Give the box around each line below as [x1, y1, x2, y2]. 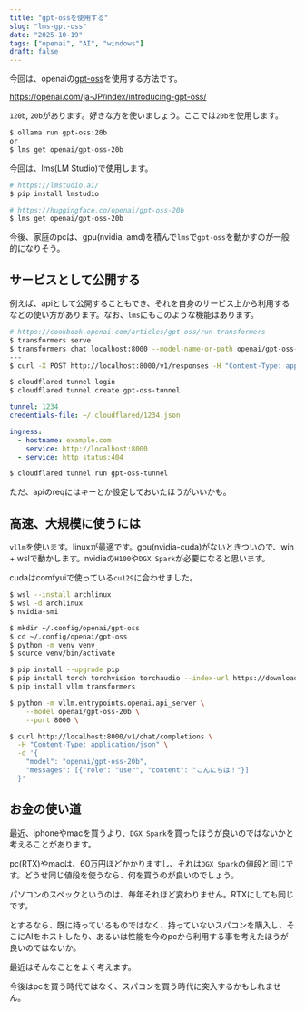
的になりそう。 [9, 243, 65, 254]
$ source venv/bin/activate [9, 649, 116, 659]
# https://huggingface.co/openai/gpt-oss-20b [9, 205, 184, 214]
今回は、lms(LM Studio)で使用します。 [9, 163, 153, 173]
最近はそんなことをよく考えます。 [9, 961, 136, 972]
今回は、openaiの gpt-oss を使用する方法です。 [9, 74, 183, 84]
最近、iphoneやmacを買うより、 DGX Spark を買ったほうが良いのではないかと [9, 828, 294, 838]
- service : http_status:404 [17, 452, 124, 461]
